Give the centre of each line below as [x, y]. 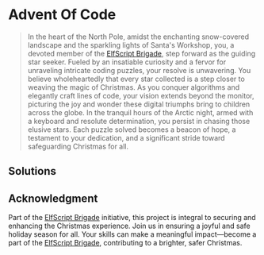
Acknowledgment [53, 198]
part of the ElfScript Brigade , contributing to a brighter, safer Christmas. [125, 243]
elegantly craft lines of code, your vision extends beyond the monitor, [141, 95]
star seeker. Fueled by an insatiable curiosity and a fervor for [127, 62]
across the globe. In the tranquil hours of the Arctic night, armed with [140, 112]
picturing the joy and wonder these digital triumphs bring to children [139, 104]
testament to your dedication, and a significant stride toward [126, 137]
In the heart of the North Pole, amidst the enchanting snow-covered [138, 37]
